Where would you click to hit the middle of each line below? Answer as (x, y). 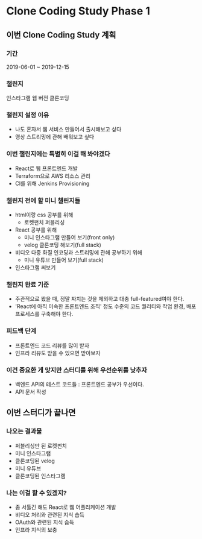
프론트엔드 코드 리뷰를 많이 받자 (52, 345)
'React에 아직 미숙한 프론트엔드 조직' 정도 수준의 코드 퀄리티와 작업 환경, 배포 (106, 306)
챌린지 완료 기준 (28, 285)
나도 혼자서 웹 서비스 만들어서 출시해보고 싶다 (68, 129)
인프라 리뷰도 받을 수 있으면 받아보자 (58, 353)
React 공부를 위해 (36, 230)
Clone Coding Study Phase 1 (78, 11)
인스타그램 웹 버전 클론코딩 (38, 98)
